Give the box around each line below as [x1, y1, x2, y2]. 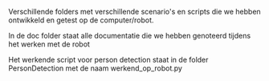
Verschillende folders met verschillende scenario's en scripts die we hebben [8, 7, 261, 16]
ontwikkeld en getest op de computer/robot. [8, 15, 154, 25]
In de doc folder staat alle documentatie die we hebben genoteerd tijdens [8, 31, 251, 40]
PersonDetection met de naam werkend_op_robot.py [8, 63, 183, 73]
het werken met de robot [8, 39, 91, 49]
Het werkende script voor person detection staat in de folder [8, 55, 209, 64]
